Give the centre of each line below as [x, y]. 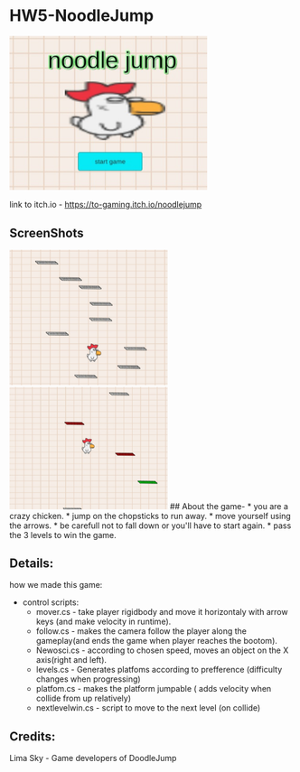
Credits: [33, 736]
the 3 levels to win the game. [63, 535]
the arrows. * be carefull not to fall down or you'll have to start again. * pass [150, 526]
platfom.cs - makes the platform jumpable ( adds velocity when [154, 689]
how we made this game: [56, 585]
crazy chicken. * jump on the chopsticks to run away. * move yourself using [150, 516]
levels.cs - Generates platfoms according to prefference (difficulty [159, 670]
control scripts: [51, 602]
